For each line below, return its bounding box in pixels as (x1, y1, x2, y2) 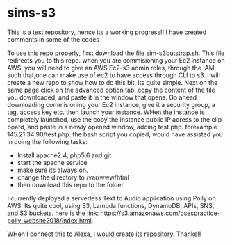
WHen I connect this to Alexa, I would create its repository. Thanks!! (7, 230, 201, 238)
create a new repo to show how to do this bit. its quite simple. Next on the (7, 78, 218, 86)
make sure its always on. (17, 166, 88, 174)
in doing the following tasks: (7, 137, 88, 145)
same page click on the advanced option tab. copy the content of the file (7, 86, 215, 94)
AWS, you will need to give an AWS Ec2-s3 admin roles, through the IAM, (7, 63, 217, 72)
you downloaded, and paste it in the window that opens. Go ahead (7, 93, 197, 102)
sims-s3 (7, 5, 56, 21)
